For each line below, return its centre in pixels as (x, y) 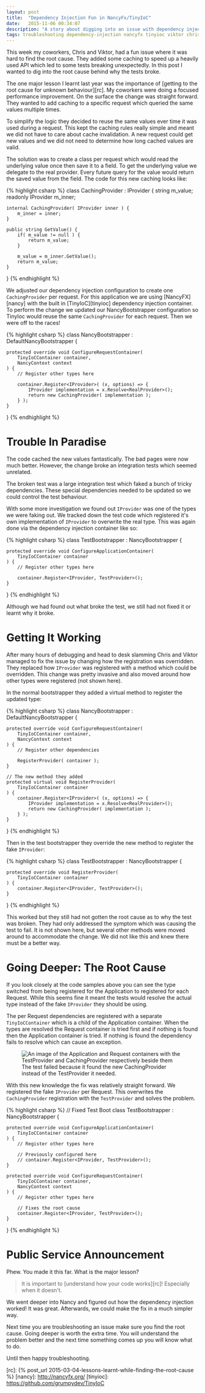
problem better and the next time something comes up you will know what (99, 1340)
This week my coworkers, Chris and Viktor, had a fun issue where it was (97, 52)
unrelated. (19, 472)
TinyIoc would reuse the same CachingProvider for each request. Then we (99, 316)
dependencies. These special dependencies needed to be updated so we (99, 491)
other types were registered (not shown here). (64, 681)
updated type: (24, 699)
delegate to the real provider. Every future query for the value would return (100, 173)
